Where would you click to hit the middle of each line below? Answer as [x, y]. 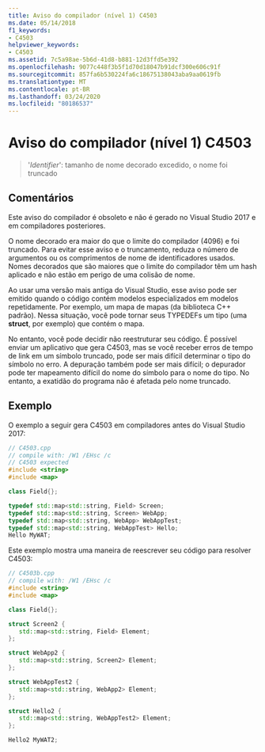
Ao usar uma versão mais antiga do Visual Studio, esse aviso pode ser [123, 290]
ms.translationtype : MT [47, 82]
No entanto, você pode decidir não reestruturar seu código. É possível [123, 339]
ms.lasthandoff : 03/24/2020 [55, 97]
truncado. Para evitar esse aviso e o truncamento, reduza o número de [123, 249]
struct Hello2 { [35, 711]
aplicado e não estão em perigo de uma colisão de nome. [102, 275]
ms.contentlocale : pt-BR [49, 89]
